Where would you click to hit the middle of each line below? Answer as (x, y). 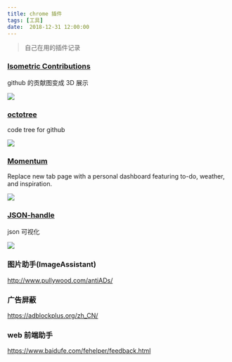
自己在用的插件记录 (52, 48)
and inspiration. (30, 184)
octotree (22, 115)
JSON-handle (31, 215)
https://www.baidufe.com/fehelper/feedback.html (79, 351)
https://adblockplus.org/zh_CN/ (53, 316)
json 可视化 (24, 231)
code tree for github (36, 129)
